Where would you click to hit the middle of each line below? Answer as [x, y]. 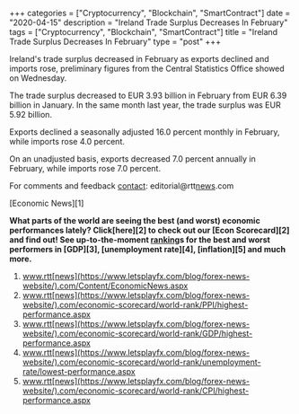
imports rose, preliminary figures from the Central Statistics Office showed [147, 68]
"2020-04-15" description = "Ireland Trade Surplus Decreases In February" [149, 22]
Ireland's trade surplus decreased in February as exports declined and [139, 59]
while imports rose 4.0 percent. [67, 141]
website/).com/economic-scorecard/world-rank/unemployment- [141, 362]
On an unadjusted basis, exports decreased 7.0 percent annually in [132, 159]
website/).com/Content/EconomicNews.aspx [105, 286]
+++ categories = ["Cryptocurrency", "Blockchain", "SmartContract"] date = [150, 13]
